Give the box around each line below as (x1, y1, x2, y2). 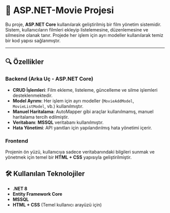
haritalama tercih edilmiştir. (12, 114, 69, 120)
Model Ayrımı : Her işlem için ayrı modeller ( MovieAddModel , (12, 97, 135, 103)
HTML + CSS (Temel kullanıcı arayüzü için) (12, 201, 102, 207)
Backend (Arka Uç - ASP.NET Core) (5, 76, 94, 83)
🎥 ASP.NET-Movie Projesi (5, 5, 114, 16)
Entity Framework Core (12, 191, 62, 197)
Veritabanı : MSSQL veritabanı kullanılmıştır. (12, 119, 104, 125)
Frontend (5, 137, 28, 144)
